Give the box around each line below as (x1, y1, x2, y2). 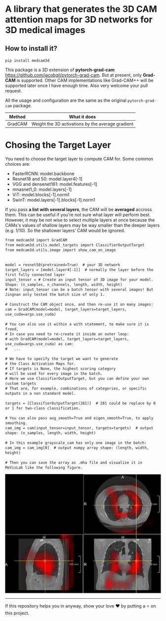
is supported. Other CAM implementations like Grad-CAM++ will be (16, 78, 154, 83)
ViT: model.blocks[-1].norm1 (12, 192, 70, 198)
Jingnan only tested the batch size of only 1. (5, 292, 105, 297)
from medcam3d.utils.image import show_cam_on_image (5, 248, 116, 253)
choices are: (5, 161, 31, 167)
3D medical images (5, 25, 85, 36)
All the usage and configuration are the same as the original (5, 97, 127, 103)
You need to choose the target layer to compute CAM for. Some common (5, 156, 154, 162)
